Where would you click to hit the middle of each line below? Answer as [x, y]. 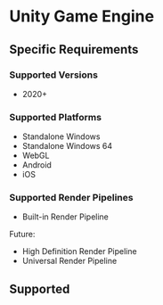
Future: [22, 235]
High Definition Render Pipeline [79, 251]
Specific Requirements [74, 49]
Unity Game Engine [81, 16]
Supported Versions [53, 75]
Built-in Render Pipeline [65, 217]
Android [37, 165]
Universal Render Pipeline [69, 261]
